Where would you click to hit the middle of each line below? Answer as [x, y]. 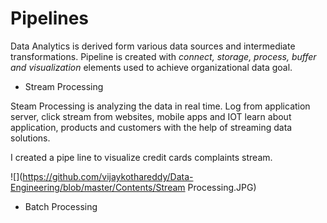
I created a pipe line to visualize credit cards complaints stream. [141, 157]
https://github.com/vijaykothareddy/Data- [108, 176]
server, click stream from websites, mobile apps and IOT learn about [151, 116]
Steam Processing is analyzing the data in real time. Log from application [160, 106]
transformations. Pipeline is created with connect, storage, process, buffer [163, 56]
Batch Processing [61, 206]
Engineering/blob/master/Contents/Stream [98, 187]
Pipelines [50, 18]
